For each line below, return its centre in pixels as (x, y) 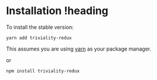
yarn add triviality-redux (39, 38)
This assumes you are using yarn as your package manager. (79, 49)
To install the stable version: (40, 27)
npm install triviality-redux (43, 71)
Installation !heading (57, 11)
